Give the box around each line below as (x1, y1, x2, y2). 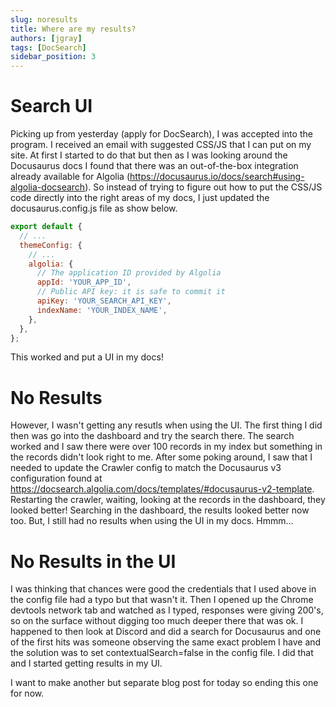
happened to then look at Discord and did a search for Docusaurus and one (10, 626, 322, 638)
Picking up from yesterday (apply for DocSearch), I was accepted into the (10, 128, 313, 140)
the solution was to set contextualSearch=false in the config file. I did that (10, 647, 314, 659)
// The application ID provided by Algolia (36, 268, 222, 278)
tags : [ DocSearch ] (10, 42, 87, 53)
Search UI (10, 95, 93, 118)
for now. (10, 687, 45, 700)
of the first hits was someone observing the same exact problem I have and (10, 636, 322, 648)
